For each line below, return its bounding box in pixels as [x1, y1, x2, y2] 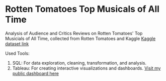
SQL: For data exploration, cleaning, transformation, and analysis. [12, 60, 147, 66]
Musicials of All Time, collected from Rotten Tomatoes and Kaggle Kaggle [5, 36, 156, 41]
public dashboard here [12, 70, 59, 76]
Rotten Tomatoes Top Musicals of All [5, 3, 160, 15]
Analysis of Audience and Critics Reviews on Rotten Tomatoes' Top [5, 30, 143, 36]
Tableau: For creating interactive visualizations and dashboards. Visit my [12, 65, 161, 71]
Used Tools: [5, 50, 30, 56]
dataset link [5, 40, 29, 46]
